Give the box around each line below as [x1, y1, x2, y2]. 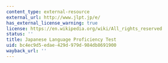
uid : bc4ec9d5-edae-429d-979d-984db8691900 [6, 43, 117, 49]
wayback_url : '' [6, 48, 47, 54]
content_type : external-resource [6, 8, 90, 15]
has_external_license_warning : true [6, 20, 98, 26]
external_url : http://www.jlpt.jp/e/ [6, 14, 101, 20]
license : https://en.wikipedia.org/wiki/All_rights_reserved [6, 25, 163, 32]
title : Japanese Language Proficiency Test [6, 37, 117, 43]
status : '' [6, 31, 34, 37]
